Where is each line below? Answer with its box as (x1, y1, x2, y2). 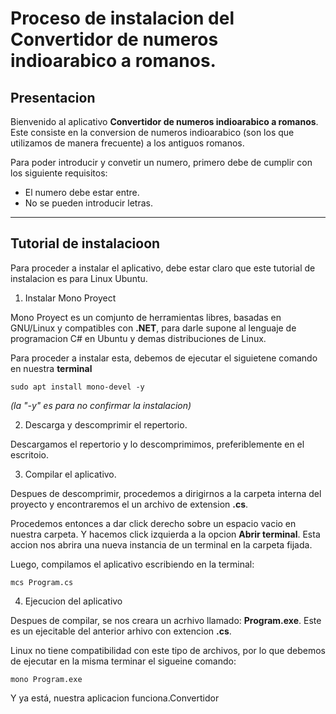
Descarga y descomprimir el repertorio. (24, 418, 188, 431)
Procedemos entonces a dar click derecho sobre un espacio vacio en (10, 517, 297, 529)
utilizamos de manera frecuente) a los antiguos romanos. (10, 137, 245, 149)
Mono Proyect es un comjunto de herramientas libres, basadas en (10, 311, 282, 323)
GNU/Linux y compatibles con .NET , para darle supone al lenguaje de (10, 322, 297, 334)
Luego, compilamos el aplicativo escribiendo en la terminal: (10, 558, 255, 570)
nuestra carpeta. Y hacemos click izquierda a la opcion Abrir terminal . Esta (10, 528, 321, 540)
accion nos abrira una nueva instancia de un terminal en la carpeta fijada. (10, 538, 313, 551)
